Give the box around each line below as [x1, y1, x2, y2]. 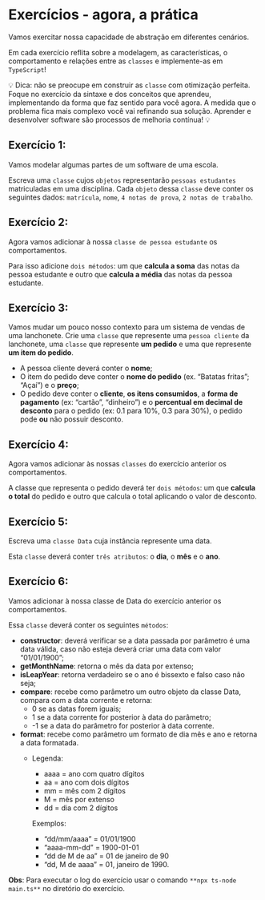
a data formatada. [19, 737, 79, 747]
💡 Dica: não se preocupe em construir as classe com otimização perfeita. [8, 80, 251, 90]
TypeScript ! [8, 64, 46, 74]
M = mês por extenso [43, 794, 114, 804]
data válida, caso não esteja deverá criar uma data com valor [19, 644, 222, 654]
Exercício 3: [8, 301, 69, 314]
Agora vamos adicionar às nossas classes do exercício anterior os [8, 459, 227, 469]
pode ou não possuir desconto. [19, 414, 124, 424]
